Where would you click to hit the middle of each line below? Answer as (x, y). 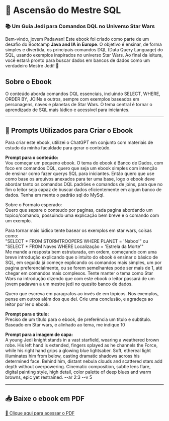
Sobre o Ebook (28, 82)
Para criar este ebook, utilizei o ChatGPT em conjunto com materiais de (79, 142)
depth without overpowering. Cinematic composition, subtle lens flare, (78, 367)
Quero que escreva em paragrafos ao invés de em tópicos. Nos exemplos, (82, 294)
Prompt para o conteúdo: (32, 157)
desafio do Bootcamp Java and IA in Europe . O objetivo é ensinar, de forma (83, 44)
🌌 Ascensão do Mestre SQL (63, 10)
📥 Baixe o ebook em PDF (45, 399)
